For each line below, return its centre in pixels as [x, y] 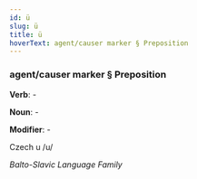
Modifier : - [30, 129]
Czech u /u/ [31, 146]
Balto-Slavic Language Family [66, 165]
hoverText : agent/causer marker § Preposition [99, 43]
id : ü [20, 18]
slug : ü [24, 26]
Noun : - [24, 112]
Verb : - [23, 94]
